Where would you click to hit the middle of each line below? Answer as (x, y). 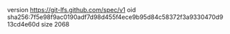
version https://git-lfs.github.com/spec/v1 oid (72, 10)
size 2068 (55, 24)
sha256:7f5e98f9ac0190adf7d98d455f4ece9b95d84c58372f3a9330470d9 (115, 17)
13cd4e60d (24, 24)
